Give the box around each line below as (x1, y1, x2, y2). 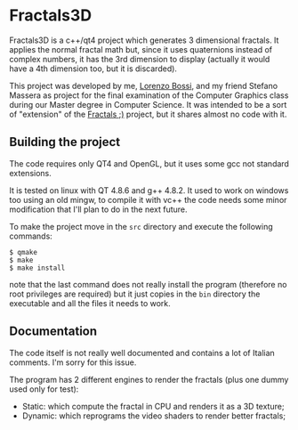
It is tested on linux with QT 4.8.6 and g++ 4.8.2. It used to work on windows (9, 184, 289, 196)
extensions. (9, 167, 52, 178)
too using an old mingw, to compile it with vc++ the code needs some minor (9, 194, 287, 205)
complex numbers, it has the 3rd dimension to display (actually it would (9, 53, 270, 64)
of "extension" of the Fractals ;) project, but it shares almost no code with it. (9, 109, 287, 119)
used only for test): (9, 384, 79, 394)
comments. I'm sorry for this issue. (9, 357, 137, 368)
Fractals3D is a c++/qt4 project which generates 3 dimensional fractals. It (9, 35, 279, 45)
